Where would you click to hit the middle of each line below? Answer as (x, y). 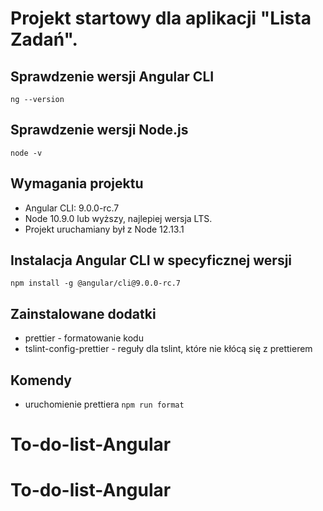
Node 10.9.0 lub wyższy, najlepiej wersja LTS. (118, 218)
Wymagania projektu (77, 183)
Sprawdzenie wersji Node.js (99, 130)
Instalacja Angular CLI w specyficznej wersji (151, 260)
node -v (26, 153)
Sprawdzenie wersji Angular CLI (112, 76)
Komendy (41, 380)
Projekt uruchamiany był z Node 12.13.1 (104, 229)
